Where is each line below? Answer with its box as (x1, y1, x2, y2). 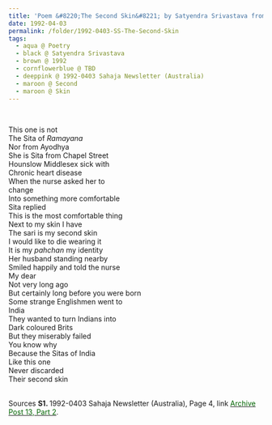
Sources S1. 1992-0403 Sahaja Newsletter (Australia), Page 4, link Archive (8, 398, 257, 409)
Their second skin (8, 374, 69, 385)
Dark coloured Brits (8, 323, 74, 333)
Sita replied (8, 202, 47, 212)
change (8, 185, 34, 195)
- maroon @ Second (15, 79, 79, 87)
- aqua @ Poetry (15, 42, 70, 50)
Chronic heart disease (8, 168, 83, 178)
